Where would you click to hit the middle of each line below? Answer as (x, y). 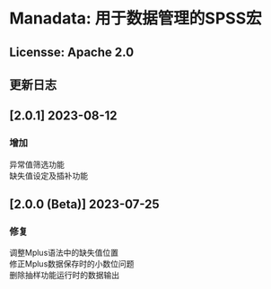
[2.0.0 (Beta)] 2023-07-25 (84, 204)
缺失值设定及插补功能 (48, 175)
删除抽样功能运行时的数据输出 (64, 276)
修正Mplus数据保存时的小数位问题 (72, 264)
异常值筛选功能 (37, 164)
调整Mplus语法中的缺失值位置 (64, 253)
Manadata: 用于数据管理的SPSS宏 (135, 18)
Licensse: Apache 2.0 (72, 52)
